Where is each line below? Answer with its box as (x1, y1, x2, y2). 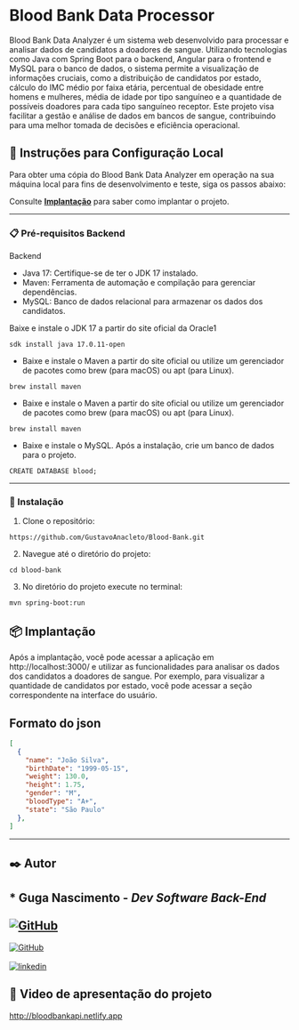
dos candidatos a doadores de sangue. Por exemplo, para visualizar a (9, 671, 265, 681)
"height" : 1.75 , (25, 780, 86, 790)
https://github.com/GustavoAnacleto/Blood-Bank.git (9, 533, 205, 543)
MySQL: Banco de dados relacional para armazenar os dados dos (21, 296, 263, 307)
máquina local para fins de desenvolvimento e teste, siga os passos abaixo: (9, 179, 287, 189)
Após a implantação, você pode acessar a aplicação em (9, 652, 214, 663)
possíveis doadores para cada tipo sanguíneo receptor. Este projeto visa (9, 101, 274, 111)
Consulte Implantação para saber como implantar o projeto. (9, 196, 230, 206)
